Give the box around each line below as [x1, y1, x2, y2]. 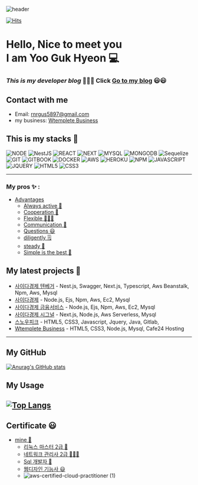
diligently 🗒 [23, 234, 52, 241]
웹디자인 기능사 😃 [23, 465, 66, 473]
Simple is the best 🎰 [23, 249, 72, 256]
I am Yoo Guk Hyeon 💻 [6, 51, 120, 65]
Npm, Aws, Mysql [14, 289, 58, 296]
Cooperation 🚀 [23, 209, 59, 216]
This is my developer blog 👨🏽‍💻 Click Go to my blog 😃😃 [6, 77, 167, 85]
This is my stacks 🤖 [6, 134, 78, 144]
